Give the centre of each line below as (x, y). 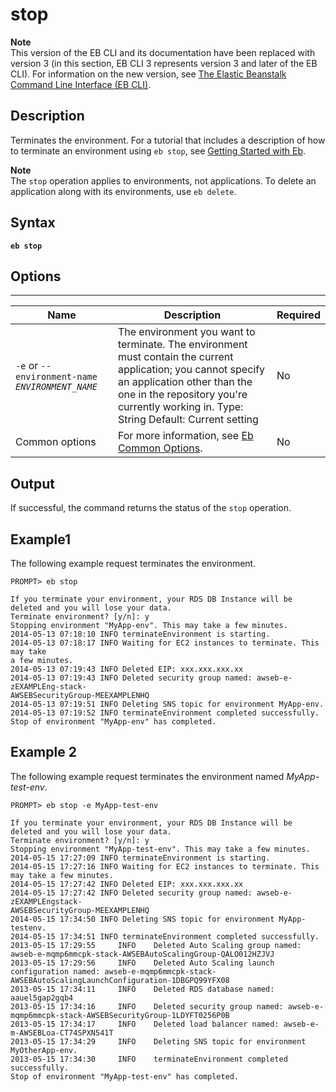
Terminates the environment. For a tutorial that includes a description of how (168, 140)
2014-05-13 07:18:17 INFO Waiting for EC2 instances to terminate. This (165, 643)
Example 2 (43, 752)
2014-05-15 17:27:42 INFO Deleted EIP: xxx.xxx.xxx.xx (127, 884)
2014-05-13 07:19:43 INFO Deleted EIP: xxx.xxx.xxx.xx (127, 669)
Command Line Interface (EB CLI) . (81, 84)
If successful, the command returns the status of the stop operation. (151, 508)
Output (32, 483)
